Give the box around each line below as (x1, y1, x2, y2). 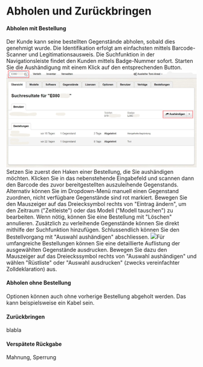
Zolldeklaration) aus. (6, 265, 57, 273)
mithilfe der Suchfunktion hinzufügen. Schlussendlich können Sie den (6, 226, 179, 233)
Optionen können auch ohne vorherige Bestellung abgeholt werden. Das (6, 293, 186, 300)
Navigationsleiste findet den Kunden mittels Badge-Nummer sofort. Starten (6, 58, 193, 65)
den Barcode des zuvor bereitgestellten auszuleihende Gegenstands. (6, 180, 179, 188)
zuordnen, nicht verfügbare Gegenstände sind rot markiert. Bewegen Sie (6, 194, 187, 201)
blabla (6, 326, 22, 334)
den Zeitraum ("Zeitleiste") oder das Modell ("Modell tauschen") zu (6, 207, 173, 214)
